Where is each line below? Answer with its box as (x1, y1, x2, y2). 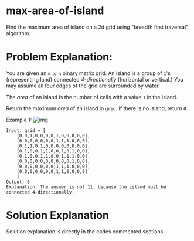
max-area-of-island (6, 4, 104, 18)
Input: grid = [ (6, 127, 46, 133)
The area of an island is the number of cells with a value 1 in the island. (6, 93, 178, 100)
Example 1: (6, 116, 32, 123)
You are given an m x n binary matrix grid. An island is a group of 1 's (6, 69, 171, 77)
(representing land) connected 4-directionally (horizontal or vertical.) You (6, 76, 183, 83)
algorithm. (6, 29, 31, 36)
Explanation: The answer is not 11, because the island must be (6, 184, 166, 190)
